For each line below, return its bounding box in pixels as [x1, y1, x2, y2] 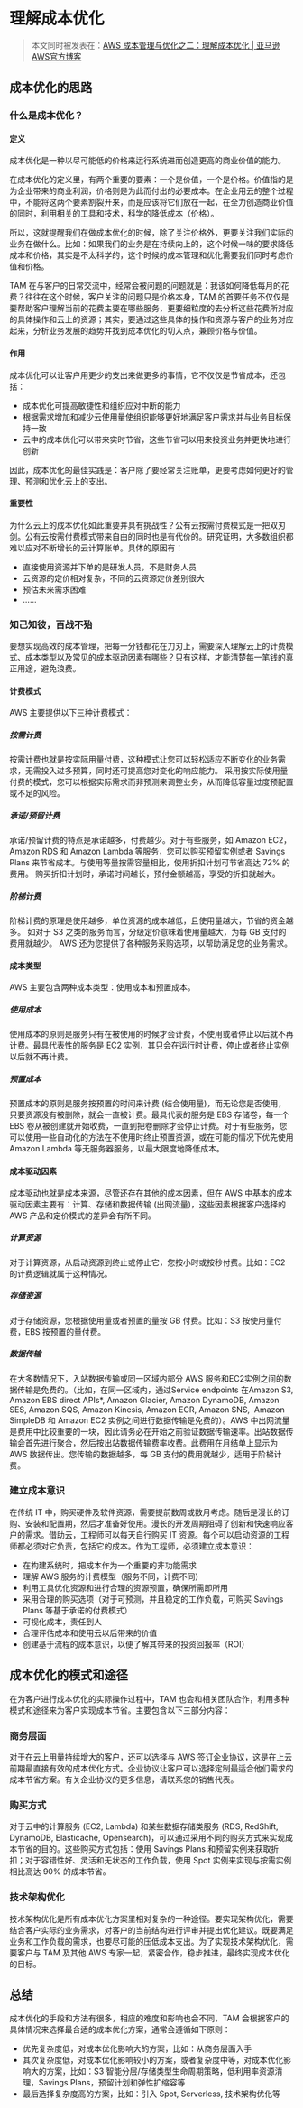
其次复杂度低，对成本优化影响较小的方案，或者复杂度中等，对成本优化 [22, 2055, 284, 2066]
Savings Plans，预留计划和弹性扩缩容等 [38, 2077, 186, 2088]
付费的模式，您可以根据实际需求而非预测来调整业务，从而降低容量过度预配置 [9, 777, 294, 788]
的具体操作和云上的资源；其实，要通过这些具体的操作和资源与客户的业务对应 [9, 314, 294, 325]
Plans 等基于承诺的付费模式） [22, 1604, 133, 1615]
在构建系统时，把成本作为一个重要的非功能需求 [22, 1559, 197, 1570]
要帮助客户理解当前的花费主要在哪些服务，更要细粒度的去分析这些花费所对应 [9, 303, 294, 314]
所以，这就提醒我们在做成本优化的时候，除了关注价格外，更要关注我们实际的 [9, 227, 294, 238]
